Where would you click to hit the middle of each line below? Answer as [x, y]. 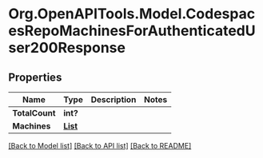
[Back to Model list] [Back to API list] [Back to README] [100, 146]
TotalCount [34, 113]
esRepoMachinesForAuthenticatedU [132, 31]
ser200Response [67, 48]
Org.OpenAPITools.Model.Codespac [132, 14]
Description [114, 99]
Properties [35, 77]
